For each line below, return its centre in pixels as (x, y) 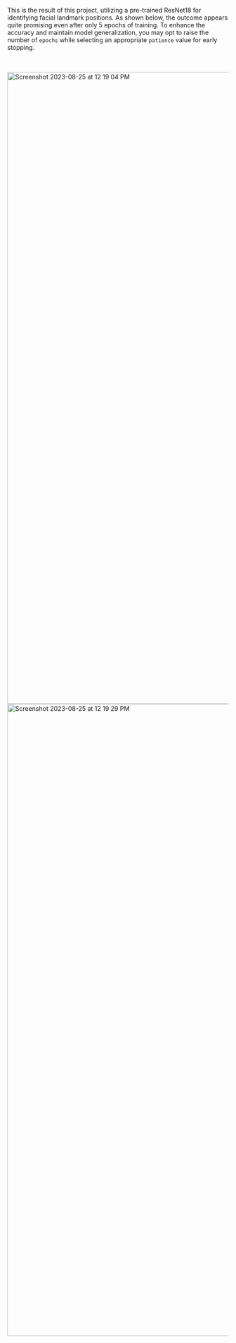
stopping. (21, 47)
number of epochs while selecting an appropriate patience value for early (112, 40)
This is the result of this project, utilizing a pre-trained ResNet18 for (104, 10)
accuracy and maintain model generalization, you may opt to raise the (108, 32)
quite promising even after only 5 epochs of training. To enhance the (106, 25)
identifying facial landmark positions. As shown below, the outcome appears (118, 18)
